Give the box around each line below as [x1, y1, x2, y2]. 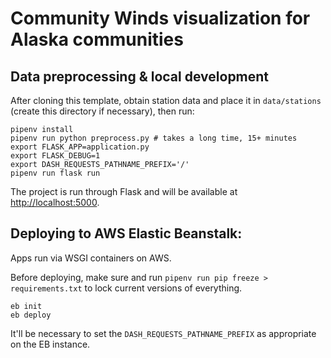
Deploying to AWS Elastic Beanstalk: [10, 225, 243, 242]
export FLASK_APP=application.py [10, 142, 150, 152]
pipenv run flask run [10, 168, 101, 178]
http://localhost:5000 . [10, 197, 100, 208]
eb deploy [10, 310, 52, 320]
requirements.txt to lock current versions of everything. [10, 282, 243, 294]
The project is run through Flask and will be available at [10, 186, 238, 197]
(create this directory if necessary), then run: [10, 105, 195, 117]
